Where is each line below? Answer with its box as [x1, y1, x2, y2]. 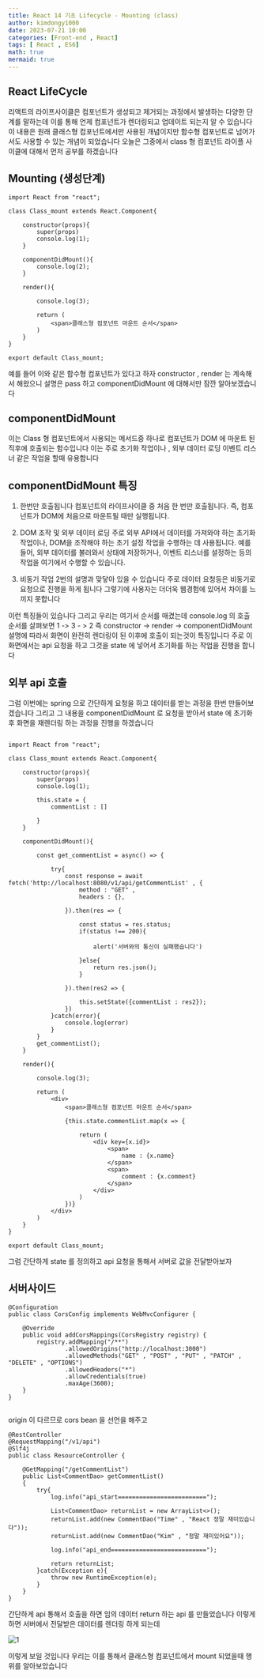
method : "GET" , [78, 886, 136, 894]
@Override [22, 1324, 55, 1332]
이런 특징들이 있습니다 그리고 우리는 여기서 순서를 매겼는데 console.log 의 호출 [8, 611, 251, 620]
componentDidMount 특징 [8, 479, 138, 492]
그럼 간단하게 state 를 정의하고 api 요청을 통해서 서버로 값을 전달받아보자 [8, 1256, 232, 1265]
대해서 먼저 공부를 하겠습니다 [28, 146, 119, 156]
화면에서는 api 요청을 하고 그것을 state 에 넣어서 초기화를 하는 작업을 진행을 [8, 641, 241, 650]
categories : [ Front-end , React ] [8, 33, 119, 42]
